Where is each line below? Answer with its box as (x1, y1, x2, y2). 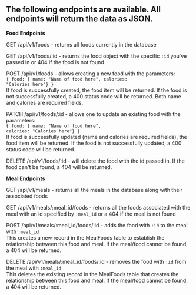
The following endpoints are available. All (6, 5, 161, 15)
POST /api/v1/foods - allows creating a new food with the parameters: (6, 70, 175, 77)
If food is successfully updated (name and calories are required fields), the (6, 133, 187, 140)
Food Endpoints (6, 29, 45, 37)
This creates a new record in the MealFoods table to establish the (6, 234, 165, 241)
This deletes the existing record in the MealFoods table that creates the (6, 270, 179, 277)
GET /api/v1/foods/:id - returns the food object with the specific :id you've (6, 52, 187, 59)
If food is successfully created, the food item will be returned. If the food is (6, 87, 187, 94)
